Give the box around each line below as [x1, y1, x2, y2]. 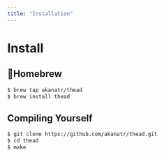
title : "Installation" [7, 10, 73, 17]
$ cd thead [7, 137, 39, 144]
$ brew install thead [7, 93, 70, 100]
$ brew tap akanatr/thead [7, 87, 82, 94]
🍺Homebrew [7, 68, 63, 80]
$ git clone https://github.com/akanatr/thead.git [7, 130, 158, 138]
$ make [7, 144, 27, 151]
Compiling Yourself [7, 112, 93, 124]
